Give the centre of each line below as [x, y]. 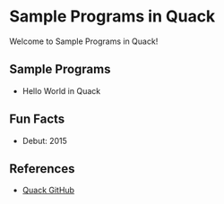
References [42, 169]
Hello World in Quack [61, 90]
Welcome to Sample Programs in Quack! [84, 41]
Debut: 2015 [44, 140]
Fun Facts [37, 119]
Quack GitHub [48, 191]
